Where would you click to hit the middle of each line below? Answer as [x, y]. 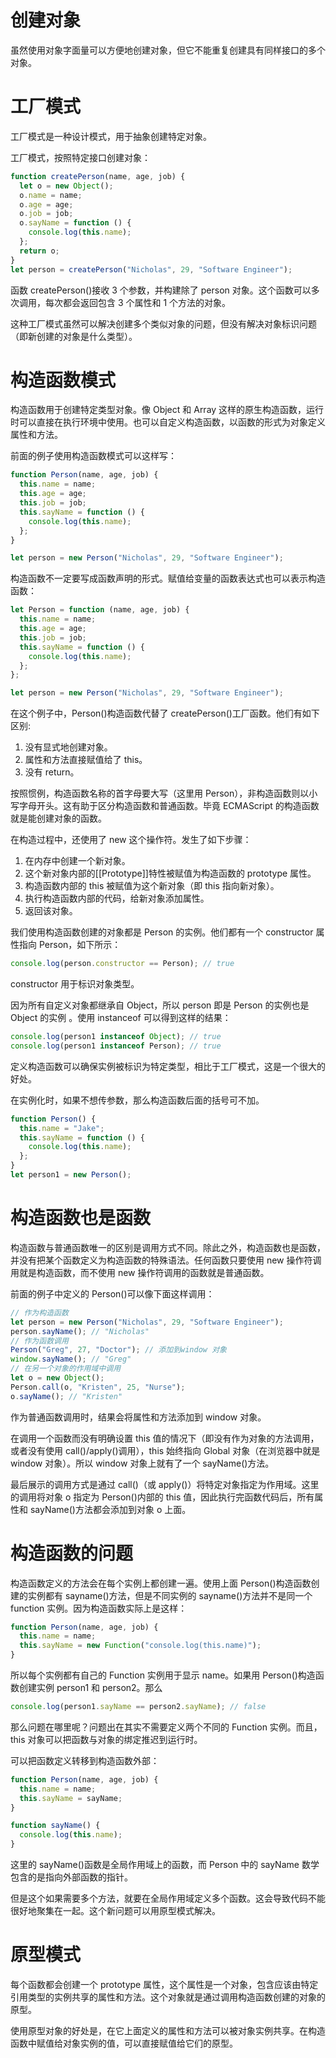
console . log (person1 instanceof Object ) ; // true [116, 1037]
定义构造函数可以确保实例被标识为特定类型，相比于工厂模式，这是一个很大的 [168, 1066]
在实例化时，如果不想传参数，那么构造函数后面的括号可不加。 [137, 1100]
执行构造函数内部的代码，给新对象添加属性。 [117, 898]
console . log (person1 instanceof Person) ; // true [116, 1046]
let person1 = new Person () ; [71, 1175]
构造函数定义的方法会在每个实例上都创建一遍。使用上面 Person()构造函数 [161, 1583]
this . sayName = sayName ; [71, 1798]
